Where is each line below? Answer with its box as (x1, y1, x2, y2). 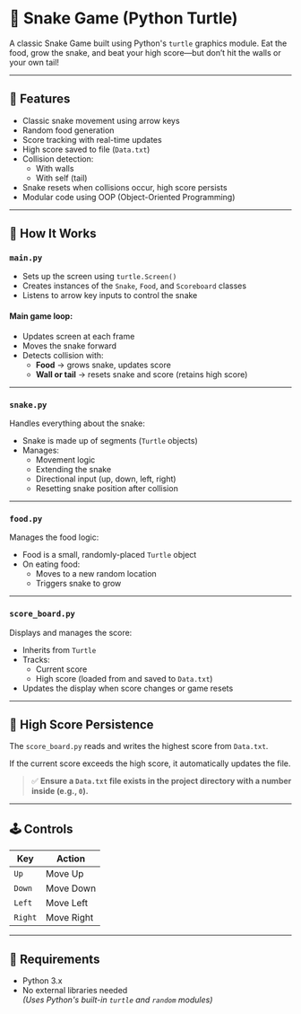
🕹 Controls (9, 821, 73, 836)
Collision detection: (21, 153, 94, 164)
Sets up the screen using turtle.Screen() (21, 271, 177, 282)
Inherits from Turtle (21, 644, 97, 655)
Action (56, 852, 86, 865)
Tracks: (21, 654, 51, 665)
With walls (35, 163, 74, 173)
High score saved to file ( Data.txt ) (21, 144, 150, 154)
